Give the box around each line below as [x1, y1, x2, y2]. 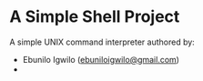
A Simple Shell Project [9, 6, 180, 27]
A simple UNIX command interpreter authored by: [9, 36, 196, 47]
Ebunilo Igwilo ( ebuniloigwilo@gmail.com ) [22, 54, 180, 65]
